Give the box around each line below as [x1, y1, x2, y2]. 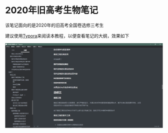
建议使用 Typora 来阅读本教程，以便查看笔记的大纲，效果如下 [5, 33, 129, 39]
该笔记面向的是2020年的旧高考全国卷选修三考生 [5, 22, 104, 28]
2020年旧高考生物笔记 [5, 5, 98, 16]
